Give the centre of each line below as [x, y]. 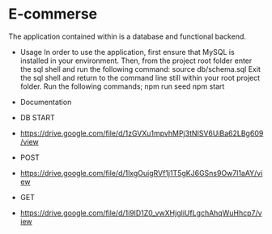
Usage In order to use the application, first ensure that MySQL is [127, 52]
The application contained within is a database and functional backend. [127, 36]
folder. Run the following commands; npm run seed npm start [122, 86]
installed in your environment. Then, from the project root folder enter [136, 61]
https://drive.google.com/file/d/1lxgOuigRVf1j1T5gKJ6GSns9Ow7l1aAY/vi [141, 173]
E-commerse [53, 14]
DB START [37, 117]
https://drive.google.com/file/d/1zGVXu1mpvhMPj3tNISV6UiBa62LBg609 [142, 133]
